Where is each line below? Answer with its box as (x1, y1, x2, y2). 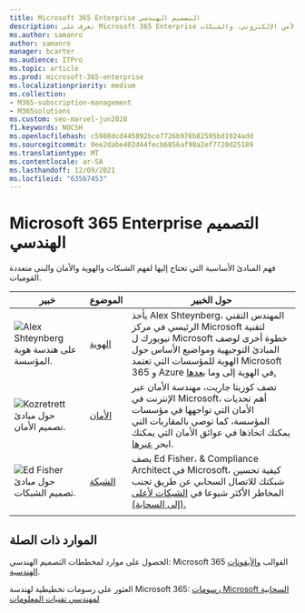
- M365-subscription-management (9, 97, 132, 107)
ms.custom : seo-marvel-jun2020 (9, 115, 128, 124)
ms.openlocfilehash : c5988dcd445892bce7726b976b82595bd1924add (9, 132, 254, 141)
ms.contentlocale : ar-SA (9, 156, 103, 166)
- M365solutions (9, 106, 71, 116)
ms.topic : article (9, 65, 79, 74)
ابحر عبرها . (131, 437, 174, 450)
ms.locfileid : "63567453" (9, 174, 107, 183)
